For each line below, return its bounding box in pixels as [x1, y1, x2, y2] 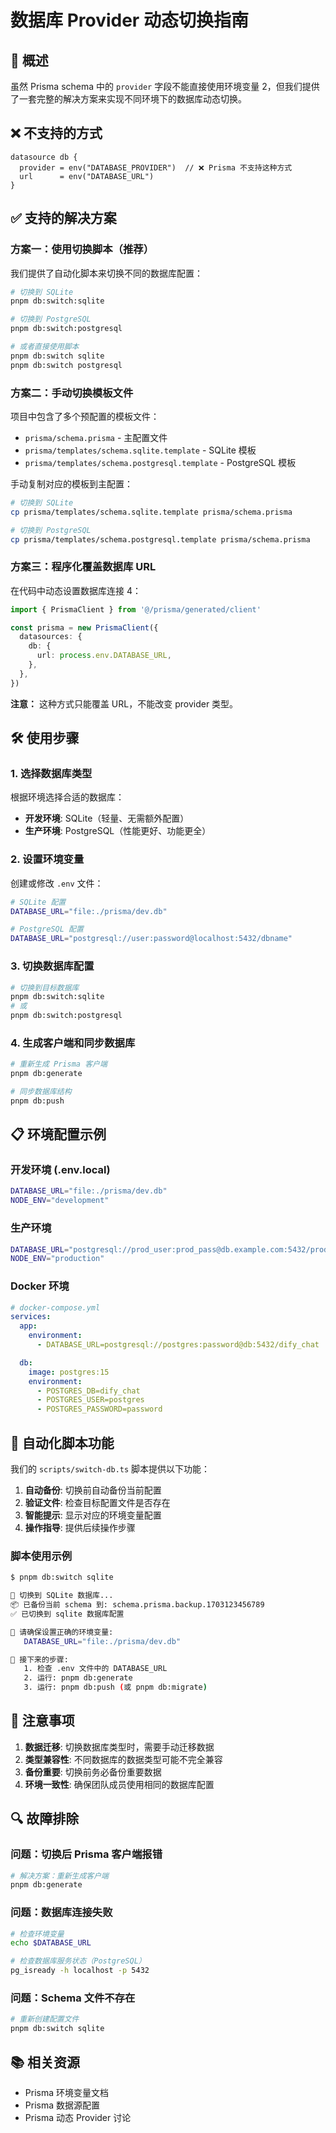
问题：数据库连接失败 [10, 1906, 113, 1920]
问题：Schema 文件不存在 [10, 1991, 136, 2005]
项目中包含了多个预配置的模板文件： [10, 410, 160, 422]
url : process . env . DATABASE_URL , [36, 651, 172, 661]
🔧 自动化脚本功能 [10, 1434, 115, 1451]
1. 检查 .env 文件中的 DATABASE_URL [23, 1664, 168, 1674]
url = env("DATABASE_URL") [19, 171, 155, 181]
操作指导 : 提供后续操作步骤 [24, 1522, 136, 1534]
